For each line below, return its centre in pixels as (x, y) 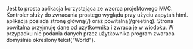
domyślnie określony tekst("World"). (51, 40)
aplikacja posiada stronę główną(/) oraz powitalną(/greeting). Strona (90, 21)
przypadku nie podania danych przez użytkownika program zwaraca (90, 34)
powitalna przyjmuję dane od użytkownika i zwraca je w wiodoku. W (90, 27)
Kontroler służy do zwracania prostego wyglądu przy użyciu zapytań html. (97, 15)
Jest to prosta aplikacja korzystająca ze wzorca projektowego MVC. (89, 9)
